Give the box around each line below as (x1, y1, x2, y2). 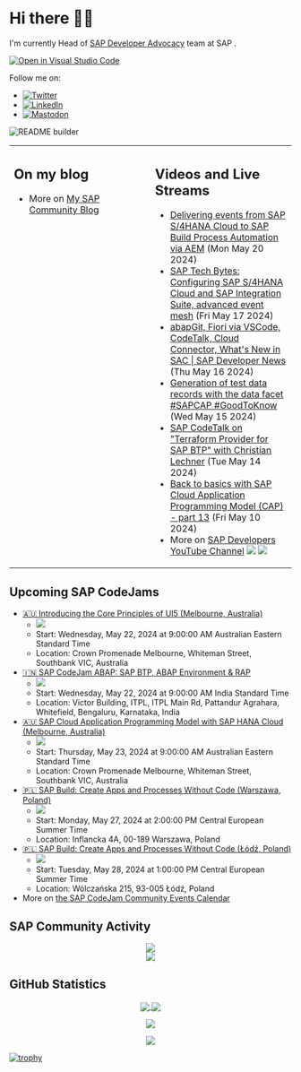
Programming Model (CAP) (169, 500, 284, 513)
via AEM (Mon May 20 (169, 242, 264, 255)
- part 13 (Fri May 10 (169, 511, 262, 523)
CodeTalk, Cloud (169, 332, 240, 344)
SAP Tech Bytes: (169, 264, 240, 277)
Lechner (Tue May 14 (169, 455, 262, 468)
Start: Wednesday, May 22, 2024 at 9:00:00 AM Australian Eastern (35, 629, 282, 640)
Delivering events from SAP (169, 209, 286, 221)
